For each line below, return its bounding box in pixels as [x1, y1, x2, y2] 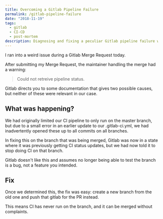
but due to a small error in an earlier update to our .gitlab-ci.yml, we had [5, 122, 149, 129]
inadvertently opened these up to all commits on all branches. [5, 128, 129, 134]
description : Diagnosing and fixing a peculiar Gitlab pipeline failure [5, 39, 155, 44]
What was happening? [5, 105, 74, 113]
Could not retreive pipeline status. [16, 76, 85, 82]
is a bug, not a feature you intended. [5, 162, 78, 168]
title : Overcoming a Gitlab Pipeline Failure [5, 7, 98, 12]
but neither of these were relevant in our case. [5, 90, 98, 96]
